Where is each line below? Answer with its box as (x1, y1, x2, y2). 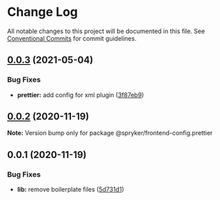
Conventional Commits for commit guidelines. (7, 34, 137, 42)
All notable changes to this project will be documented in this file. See (7, 27, 206, 35)
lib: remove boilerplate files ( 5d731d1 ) (17, 186, 124, 194)
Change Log (7, 4, 78, 20)
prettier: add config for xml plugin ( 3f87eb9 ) (17, 90, 144, 99)
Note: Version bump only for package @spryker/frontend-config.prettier (7, 129, 213, 137)
